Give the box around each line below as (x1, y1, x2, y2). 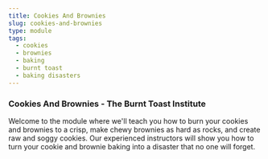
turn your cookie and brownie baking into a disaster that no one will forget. (8, 141, 256, 151)
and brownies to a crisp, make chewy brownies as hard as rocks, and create (8, 124, 261, 134)
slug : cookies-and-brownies (8, 19, 103, 27)
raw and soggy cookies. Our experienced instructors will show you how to (8, 133, 254, 143)
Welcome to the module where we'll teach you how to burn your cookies (8, 116, 249, 125)
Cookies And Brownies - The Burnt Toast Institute (8, 98, 207, 109)
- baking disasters (15, 71, 81, 79)
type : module (8, 26, 52, 35)
